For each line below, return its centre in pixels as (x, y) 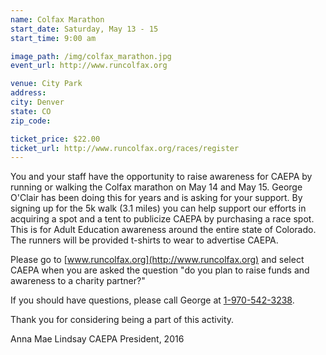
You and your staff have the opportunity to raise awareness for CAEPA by (161, 177)
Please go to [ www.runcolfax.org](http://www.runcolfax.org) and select (157, 260)
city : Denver (37, 102)
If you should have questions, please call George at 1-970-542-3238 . (152, 300)
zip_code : (31, 121)
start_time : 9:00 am (53, 38)
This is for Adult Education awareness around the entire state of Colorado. (163, 230)
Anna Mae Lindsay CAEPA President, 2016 (97, 339)
